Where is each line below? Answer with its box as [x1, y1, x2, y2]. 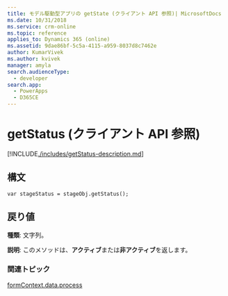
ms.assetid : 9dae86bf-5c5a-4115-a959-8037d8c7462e [7, 42, 157, 49]
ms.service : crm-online [7, 23, 76, 30]
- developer [13, 74, 49, 82]
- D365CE [13, 94, 39, 101]
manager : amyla [7, 62, 51, 69]
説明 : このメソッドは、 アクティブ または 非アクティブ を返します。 [7, 245, 192, 254]
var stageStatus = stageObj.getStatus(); [7, 190, 129, 197]
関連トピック [7, 265, 51, 274]
